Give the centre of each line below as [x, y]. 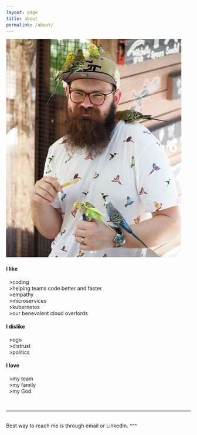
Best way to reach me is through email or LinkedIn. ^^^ [72, 426]
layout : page [22, 12]
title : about [22, 19]
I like [12, 269]
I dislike [16, 327]
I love [13, 366]
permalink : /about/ [30, 25]
